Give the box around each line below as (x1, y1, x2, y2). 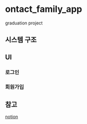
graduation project (5, 20, 43, 26)
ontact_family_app (5, 3, 83, 15)
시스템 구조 (5, 36, 37, 44)
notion (5, 114, 18, 120)
